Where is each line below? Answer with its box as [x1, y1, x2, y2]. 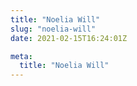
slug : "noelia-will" [10, 24, 97, 34]
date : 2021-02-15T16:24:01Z [10, 33, 128, 43]
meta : [10, 51, 33, 61]
